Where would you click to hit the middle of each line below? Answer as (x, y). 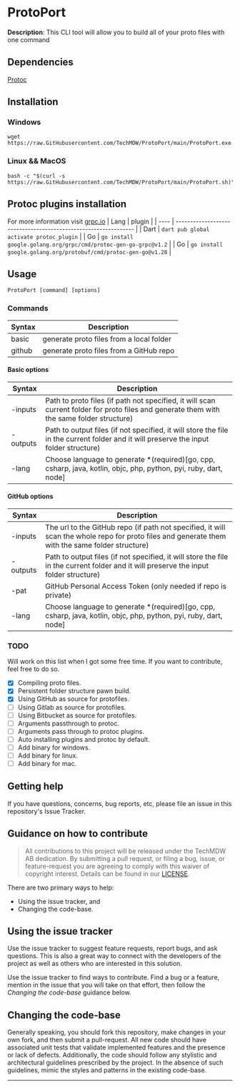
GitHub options (30, 496)
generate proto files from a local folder (107, 338)
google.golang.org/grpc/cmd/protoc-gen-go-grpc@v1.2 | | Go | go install (115, 244)
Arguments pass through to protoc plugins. (81, 731)
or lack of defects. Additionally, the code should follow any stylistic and (112, 1055)
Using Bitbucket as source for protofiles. (77, 715)
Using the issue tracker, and (59, 901)
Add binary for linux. (48, 755)
